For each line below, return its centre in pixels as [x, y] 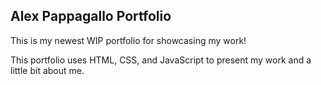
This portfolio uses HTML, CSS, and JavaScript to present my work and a [161, 60]
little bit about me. [47, 70]
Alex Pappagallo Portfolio [91, 16]
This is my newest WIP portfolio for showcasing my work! [128, 40]
